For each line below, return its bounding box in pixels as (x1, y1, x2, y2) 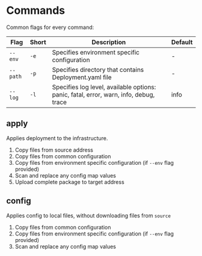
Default (171, 37, 193, 46)
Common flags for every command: (6, 24, 94, 31)
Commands (6, 4, 66, 18)
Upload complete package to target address (14, 178, 124, 185)
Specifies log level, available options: (52, 83, 156, 91)
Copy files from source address (14, 146, 93, 153)
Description (91, 37, 126, 46)
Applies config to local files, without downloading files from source (6, 212, 171, 219)
